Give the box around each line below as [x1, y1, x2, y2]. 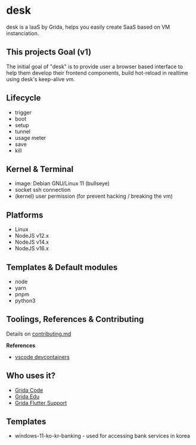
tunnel [14, 128, 31, 135]
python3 [14, 297, 36, 304]
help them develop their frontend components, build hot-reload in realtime [6, 69, 188, 76]
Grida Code [14, 386, 43, 394]
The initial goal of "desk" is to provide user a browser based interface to [6, 63, 183, 70]
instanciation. [6, 29, 39, 36]
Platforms [6, 210, 43, 220]
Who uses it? [6, 371, 55, 381]
